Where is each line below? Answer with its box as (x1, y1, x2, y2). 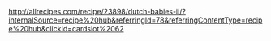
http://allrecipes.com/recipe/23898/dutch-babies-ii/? (8, 7, 187, 16)
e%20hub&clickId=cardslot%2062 (8, 24, 124, 33)
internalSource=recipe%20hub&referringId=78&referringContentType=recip (8, 15, 263, 25)
